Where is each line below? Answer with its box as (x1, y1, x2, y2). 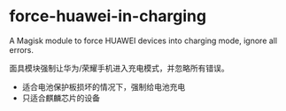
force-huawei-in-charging (9, 6, 206, 26)
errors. (9, 44, 34, 55)
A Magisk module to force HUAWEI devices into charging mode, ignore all (9, 35, 277, 46)
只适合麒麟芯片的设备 (21, 92, 100, 103)
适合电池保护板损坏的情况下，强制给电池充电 (21, 81, 186, 92)
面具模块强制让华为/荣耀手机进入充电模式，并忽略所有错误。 (9, 63, 230, 73)
